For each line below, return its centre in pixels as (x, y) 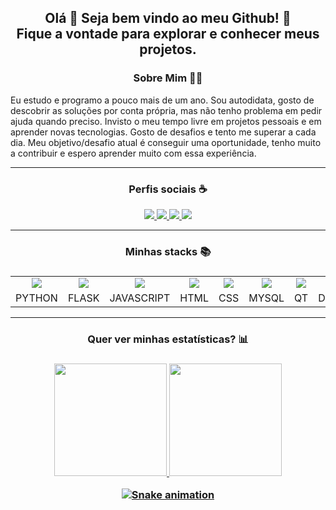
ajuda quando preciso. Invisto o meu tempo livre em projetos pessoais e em (166, 121)
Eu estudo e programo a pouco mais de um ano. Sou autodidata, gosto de (162, 100)
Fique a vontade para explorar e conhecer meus (168, 34)
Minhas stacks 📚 (168, 251)
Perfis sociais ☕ (168, 189)
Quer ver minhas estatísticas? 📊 (168, 339)
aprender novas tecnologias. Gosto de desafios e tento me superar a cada (163, 132)
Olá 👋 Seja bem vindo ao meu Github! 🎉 (168, 18)
